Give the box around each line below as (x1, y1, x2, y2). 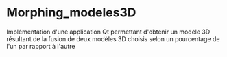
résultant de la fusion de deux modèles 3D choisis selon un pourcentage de (6, 34, 220, 43)
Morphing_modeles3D (6, 5, 136, 21)
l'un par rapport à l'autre (6, 42, 75, 50)
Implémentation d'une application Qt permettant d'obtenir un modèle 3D (6, 27, 211, 36)
